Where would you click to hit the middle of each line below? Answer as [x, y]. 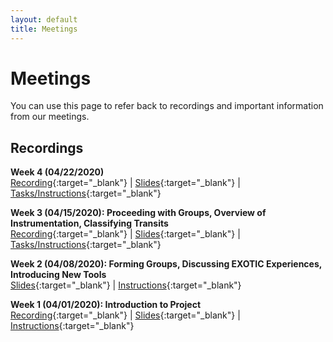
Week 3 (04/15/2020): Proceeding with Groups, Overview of [138, 213]
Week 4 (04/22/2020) [57, 172]
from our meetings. [50, 117]
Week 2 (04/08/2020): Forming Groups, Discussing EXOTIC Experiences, [166, 264]
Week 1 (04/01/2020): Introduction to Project [106, 305]
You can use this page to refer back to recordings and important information [167, 106]
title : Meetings [44, 29]
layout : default [44, 19]
